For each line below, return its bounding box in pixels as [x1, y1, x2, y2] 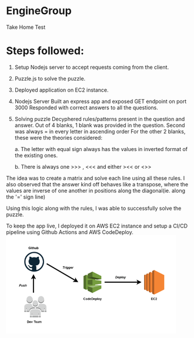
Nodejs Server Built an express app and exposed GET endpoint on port [14, 98, 187, 105]
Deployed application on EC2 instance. [14, 86, 109, 93]
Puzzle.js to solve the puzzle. [14, 75, 86, 82]
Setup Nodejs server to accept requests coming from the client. [14, 63, 169, 71]
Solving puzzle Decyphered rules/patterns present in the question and [14, 115, 185, 122]
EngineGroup [6, 4, 72, 18]
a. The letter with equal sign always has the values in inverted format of [14, 145, 188, 152]
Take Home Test [6, 24, 46, 31]
